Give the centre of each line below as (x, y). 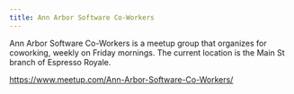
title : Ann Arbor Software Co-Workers (82, 17)
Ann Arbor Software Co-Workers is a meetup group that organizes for (138, 43)
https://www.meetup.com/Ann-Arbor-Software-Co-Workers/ (121, 79)
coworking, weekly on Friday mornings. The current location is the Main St (147, 52)
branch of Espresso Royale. (60, 62)
